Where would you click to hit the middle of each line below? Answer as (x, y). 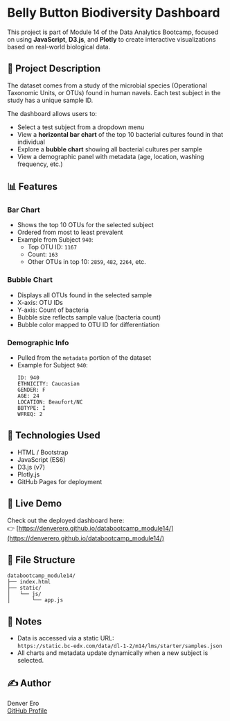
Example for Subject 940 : (52, 365)
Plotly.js (28, 474)
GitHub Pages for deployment (60, 481)
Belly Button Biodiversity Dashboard (114, 13)
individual (31, 142)
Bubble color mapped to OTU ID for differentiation (88, 324)
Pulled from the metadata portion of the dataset (84, 358)
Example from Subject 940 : (55, 240)
